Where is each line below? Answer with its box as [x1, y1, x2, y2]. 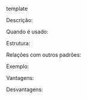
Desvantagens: [6, 86, 44, 93]
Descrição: [6, 17, 33, 23]
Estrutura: [6, 40, 30, 47]
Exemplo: [6, 63, 29, 70]
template [6, 5, 28, 12]
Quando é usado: [6, 28, 49, 35]
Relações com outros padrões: [6, 51, 82, 58]
